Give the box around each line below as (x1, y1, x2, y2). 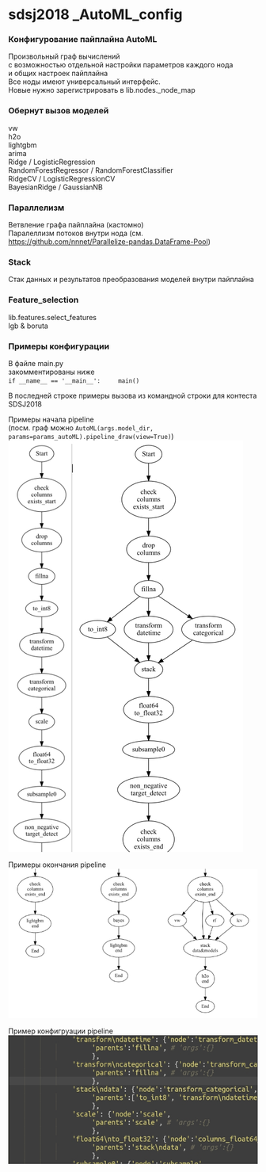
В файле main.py (8, 358, 64, 368)
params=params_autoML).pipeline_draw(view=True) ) (8, 431, 174, 441)
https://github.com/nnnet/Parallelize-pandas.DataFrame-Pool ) (8, 237, 211, 246)
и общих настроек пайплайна (8, 69, 108, 78)
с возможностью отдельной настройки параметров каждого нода (8, 60, 234, 70)
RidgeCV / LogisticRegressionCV (8, 174, 116, 183)
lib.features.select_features (8, 312, 97, 322)
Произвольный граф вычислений (8, 52, 120, 61)
